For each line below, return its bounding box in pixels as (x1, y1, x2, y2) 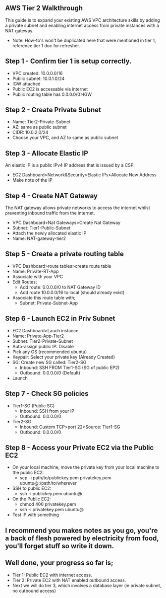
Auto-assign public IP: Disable (12, 343, 74, 349)
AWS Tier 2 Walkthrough (5, 4, 83, 12)
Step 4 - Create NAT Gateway (5, 191, 98, 200)
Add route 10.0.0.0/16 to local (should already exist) (19, 289, 125, 295)
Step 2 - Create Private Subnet (5, 106, 102, 114)
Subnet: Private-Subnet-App (19, 300, 78, 306)
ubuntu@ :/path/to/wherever (19, 480, 77, 486)
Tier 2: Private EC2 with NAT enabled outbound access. (12, 577, 126, 583)
